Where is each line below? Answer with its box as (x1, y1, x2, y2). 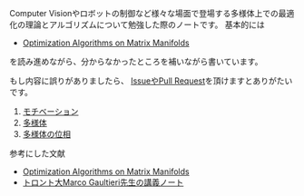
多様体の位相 (22, 129, 71, 139)
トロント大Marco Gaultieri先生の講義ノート (22, 177, 184, 188)
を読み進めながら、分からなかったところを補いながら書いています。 (9, 56, 263, 66)
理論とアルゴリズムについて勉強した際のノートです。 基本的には (25, 19, 265, 30)
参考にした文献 (9, 148, 65, 159)
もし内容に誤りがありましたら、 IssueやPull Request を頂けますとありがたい (9, 75, 293, 86)
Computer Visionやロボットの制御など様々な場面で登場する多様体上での (9, 8, 279, 18)
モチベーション (22, 106, 79, 116)
